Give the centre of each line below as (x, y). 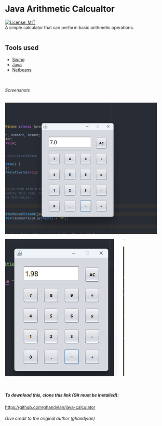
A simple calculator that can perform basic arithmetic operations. (69, 27)
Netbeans (22, 70)
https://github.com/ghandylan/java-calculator (50, 407)
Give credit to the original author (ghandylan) (50, 418)
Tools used (22, 48)
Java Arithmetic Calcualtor (60, 9)
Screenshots (18, 90)
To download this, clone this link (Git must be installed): (62, 395)
